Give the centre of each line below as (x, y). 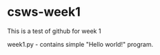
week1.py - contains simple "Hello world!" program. (80, 44)
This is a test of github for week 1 (54, 31)
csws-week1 (44, 12)
